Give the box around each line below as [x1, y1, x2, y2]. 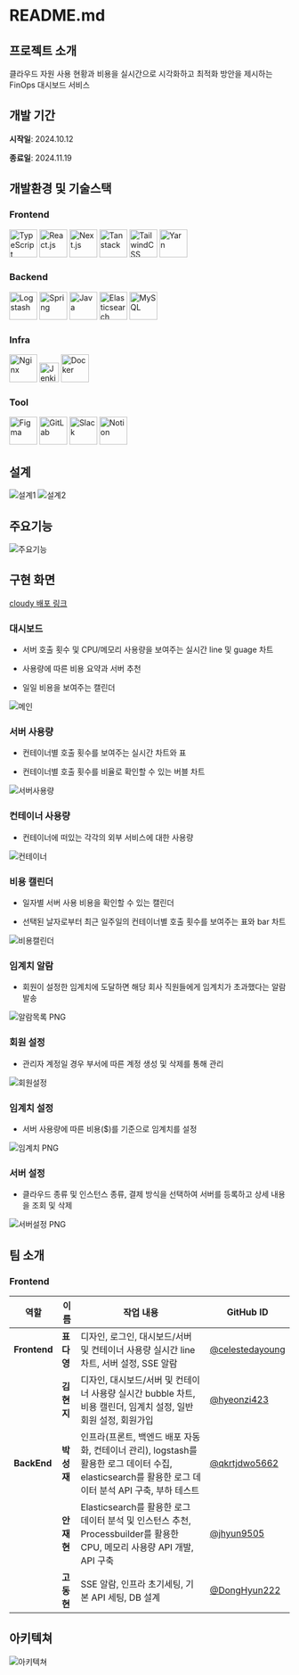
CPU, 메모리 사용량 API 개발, [80, 1540, 194, 1553]
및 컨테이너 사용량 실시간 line [80, 1343, 196, 1356]
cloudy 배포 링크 [9, 598, 68, 608]
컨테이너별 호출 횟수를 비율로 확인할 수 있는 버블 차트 [21, 766, 206, 777]
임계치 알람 [9, 960, 54, 972]
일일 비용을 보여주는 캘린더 [21, 682, 116, 693]
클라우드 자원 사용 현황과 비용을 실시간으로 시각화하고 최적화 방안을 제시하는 [9, 69, 273, 78]
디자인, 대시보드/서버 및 [80, 1374, 174, 1386]
